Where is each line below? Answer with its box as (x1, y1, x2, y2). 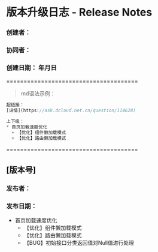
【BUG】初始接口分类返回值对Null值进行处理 (23, 239, 135, 247)
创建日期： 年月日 (6, 64, 57, 72)
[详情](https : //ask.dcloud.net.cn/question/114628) (6, 107, 136, 114)
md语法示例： (20, 90, 56, 97)
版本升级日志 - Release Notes (6, 5, 153, 19)
